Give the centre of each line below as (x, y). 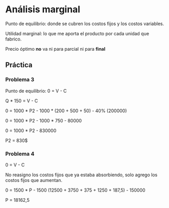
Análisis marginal (43, 9)
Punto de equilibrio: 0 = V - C (36, 91)
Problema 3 (20, 79)
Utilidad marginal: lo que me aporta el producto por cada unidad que (77, 33)
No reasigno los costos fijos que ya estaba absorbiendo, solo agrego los (81, 175)
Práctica (19, 65)
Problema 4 (20, 154)
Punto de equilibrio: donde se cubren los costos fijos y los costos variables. (85, 24)
